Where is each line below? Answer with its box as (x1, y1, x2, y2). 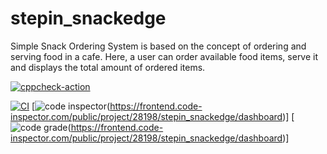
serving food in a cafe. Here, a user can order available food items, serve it (10, 50, 319, 62)
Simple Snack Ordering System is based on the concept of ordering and (10, 40, 307, 52)
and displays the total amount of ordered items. (10, 61, 206, 73)
